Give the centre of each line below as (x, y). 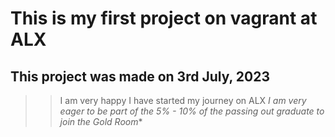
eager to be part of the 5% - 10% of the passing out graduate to (192, 111)
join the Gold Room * (101, 121)
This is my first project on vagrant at (164, 18)
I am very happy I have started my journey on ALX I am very (183, 100)
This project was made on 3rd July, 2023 (140, 76)
